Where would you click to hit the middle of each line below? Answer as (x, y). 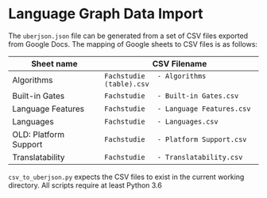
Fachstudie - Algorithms (155, 76)
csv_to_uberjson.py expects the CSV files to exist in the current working (126, 177)
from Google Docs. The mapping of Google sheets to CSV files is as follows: (133, 44)
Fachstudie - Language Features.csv (178, 109)
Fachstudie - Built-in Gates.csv (172, 95)
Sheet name (54, 63)
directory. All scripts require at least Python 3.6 (85, 185)
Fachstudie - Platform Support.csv (176, 139)
